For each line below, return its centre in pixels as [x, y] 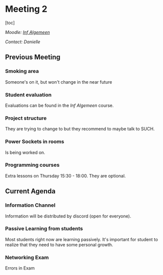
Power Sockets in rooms [35, 142]
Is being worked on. [25, 152]
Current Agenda [30, 191]
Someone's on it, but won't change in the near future [59, 82]
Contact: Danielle [23, 42]
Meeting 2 [26, 9]
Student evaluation [28, 94]
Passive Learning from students [44, 229]
